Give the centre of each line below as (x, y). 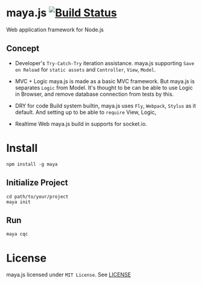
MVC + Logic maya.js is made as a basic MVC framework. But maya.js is (105, 81)
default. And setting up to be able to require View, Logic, (86, 112)
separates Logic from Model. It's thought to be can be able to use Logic (104, 87)
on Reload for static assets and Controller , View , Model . (85, 69)
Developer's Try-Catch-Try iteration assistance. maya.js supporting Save (105, 63)
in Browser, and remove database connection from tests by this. (94, 94)
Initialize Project (37, 183)
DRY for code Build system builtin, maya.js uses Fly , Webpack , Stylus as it (105, 106)
